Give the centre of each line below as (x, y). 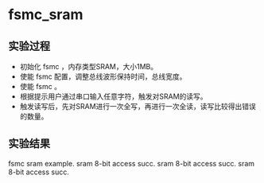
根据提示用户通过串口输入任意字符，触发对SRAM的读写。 (114, 96)
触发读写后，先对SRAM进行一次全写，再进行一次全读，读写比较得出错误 (138, 106)
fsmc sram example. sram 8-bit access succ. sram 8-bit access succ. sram (132, 163)
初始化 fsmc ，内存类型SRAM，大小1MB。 (88, 66)
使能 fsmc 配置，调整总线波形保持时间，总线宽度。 (103, 76)
